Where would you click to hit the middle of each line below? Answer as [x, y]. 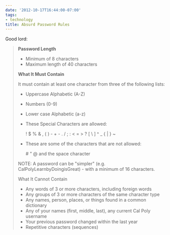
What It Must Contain [41, 74]
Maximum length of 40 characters [61, 64]
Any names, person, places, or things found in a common [86, 200]
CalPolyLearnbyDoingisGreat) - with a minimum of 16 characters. [86, 169]
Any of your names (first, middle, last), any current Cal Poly [88, 211]
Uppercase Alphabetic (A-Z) [55, 94]
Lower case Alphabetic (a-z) [56, 114]
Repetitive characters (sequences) [62, 227]
